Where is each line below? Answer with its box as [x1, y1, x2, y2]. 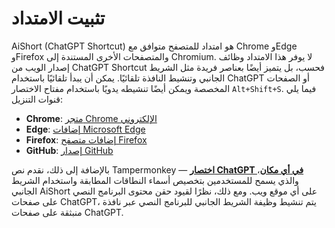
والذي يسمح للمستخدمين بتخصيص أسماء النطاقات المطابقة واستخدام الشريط [11, 174, 299, 186]
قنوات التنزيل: [11, 93, 64, 105]
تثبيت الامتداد [11, 7, 106, 30]
